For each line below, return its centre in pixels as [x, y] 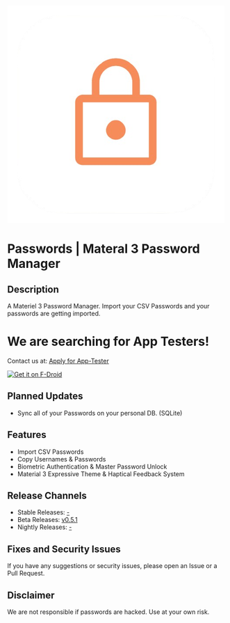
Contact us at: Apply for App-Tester [58, 361]
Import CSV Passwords [50, 452]
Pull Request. [26, 574]
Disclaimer [31, 595]
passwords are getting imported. [54, 313]
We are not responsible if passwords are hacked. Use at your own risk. [108, 612]
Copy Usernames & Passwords [61, 459]
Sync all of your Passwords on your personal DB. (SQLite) [100, 413]
